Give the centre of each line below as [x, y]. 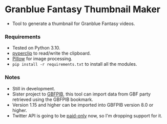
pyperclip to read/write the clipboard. [51, 53]
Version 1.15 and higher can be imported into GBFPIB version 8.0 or [83, 105]
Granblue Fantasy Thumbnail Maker [83, 9]
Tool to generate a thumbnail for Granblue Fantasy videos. [74, 23]
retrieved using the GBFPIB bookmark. [53, 99]
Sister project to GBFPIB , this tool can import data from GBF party [81, 94]
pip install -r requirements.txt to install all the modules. [75, 64]
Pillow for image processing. [42, 59]
